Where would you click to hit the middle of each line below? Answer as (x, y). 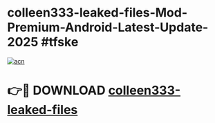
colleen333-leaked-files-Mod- (97, 13)
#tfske (60, 42)
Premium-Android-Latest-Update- (108, 27)
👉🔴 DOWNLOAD (56, 91)
